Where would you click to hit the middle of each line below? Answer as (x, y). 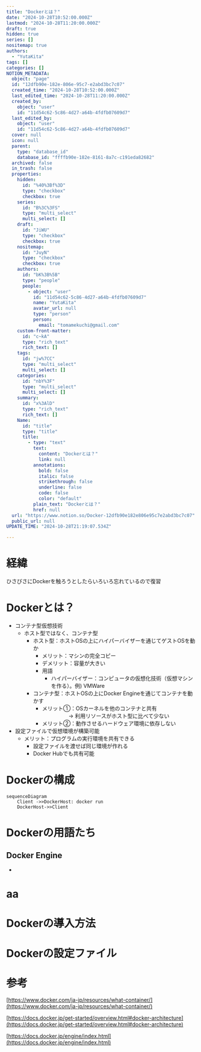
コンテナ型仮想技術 (39, 626)
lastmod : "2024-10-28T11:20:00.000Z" (54, 23)
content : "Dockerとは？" (68, 454)
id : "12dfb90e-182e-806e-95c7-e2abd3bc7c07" (68, 85)
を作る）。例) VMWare (78, 686)
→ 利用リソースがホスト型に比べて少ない (119, 716)
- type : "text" (47, 443)
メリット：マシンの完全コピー (79, 656)
